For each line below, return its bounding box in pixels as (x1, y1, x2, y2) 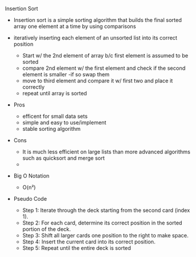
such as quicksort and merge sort (22, 155, 105, 162)
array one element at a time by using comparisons (13, 23, 136, 30)
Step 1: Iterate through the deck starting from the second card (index (22, 207, 190, 214)
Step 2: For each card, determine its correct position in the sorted (22, 219, 182, 226)
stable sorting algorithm (22, 126, 81, 132)
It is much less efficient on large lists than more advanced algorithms (22, 148, 191, 155)
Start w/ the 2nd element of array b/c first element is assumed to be (22, 52, 188, 59)
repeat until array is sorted (22, 90, 88, 97)
